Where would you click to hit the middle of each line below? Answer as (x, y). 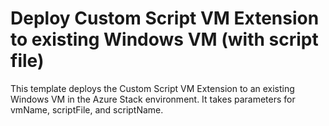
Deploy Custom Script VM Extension (165, 18)
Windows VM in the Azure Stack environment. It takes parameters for (153, 99)
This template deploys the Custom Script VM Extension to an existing (152, 88)
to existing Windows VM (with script (164, 39)
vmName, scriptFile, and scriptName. (87, 109)
